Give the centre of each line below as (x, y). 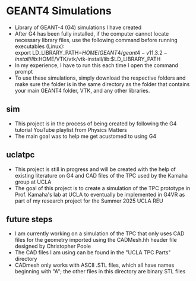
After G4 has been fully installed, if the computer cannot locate (92, 33)
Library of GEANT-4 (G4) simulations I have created (78, 27)
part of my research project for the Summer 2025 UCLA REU (89, 201)
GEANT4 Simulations (59, 11)
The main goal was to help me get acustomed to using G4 (86, 136)
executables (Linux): (40, 46)
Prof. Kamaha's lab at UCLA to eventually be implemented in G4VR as (100, 194)
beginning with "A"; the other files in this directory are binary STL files (100, 271)
